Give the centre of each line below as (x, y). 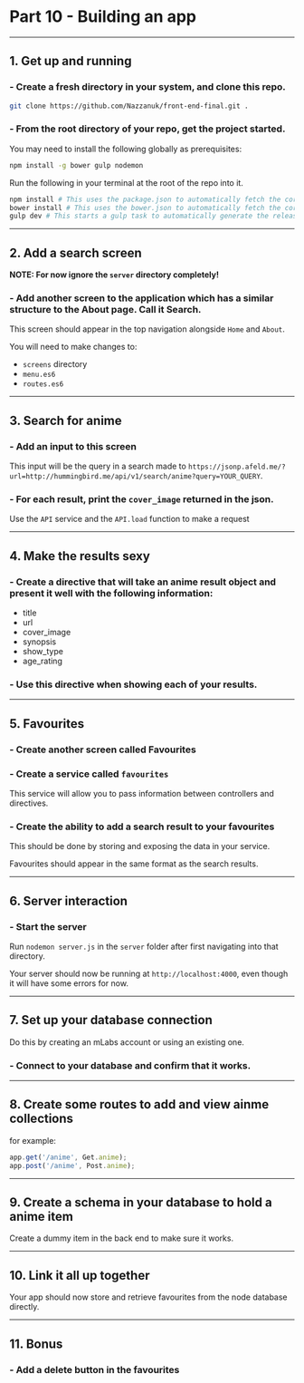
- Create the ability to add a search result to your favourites (142, 827)
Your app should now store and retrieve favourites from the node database (148, 1297)
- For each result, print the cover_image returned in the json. (142, 499)
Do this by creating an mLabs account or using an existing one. (127, 1042)
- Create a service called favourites (89, 774)
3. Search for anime (66, 420)
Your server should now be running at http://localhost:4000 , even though (149, 973)
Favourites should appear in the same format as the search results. (134, 864)
